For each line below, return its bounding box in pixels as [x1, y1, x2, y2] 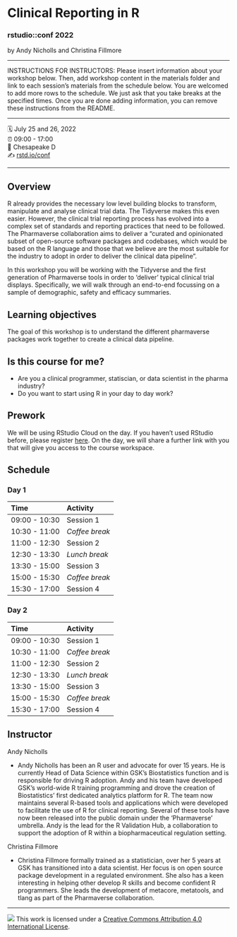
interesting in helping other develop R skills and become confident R [17, 878, 217, 887]
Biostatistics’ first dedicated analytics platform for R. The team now [17, 791, 213, 799]
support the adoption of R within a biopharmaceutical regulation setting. [17, 828, 227, 837]
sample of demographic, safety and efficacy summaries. [7, 288, 171, 297]
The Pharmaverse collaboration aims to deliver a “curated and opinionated [7, 230, 224, 238]
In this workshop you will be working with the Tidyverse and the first [7, 266, 206, 274]
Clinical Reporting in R [7, 5, 140, 21]
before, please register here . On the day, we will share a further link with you [7, 436, 230, 444]
